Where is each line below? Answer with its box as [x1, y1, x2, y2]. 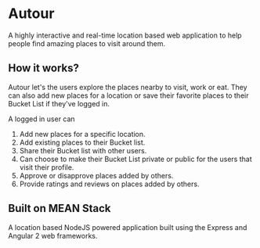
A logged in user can [8, 114, 76, 124]
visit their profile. [19, 162, 74, 172]
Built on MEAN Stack [8, 202, 111, 215]
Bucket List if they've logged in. [8, 99, 110, 108]
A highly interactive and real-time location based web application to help [8, 31, 242, 40]
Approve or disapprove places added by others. [19, 171, 174, 180]
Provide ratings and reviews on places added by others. [19, 179, 200, 189]
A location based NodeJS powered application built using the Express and [8, 222, 247, 232]
